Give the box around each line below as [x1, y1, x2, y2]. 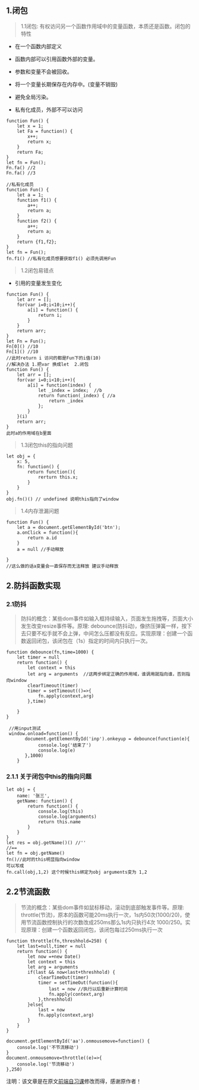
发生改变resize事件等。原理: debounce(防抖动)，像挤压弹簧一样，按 [20, 622, 187, 630]
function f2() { [17, 218, 58, 224]
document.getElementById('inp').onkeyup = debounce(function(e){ [24, 736, 190, 742]
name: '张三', [17, 793, 50, 799]
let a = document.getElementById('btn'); [17, 524, 121, 530]
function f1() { [17, 197, 58, 203]
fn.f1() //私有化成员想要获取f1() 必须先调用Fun [6, 256, 116, 261]
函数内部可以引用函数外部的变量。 [14, 55, 99, 63]
